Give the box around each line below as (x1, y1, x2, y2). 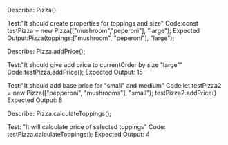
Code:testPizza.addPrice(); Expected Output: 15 (7, 68, 143, 76)
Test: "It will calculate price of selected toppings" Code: (7, 123, 166, 130)
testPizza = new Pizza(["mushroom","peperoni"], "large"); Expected (7, 27, 200, 35)
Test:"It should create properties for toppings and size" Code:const (7, 19, 199, 27)
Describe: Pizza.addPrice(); (7, 48, 86, 55)
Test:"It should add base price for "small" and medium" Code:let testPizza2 (7, 81, 222, 89)
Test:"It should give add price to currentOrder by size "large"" (7, 61, 183, 68)
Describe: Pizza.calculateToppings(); (7, 110, 112, 117)
